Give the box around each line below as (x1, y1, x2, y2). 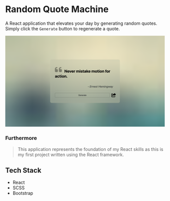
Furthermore (5, 135, 37, 142)
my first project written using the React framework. (17, 152, 124, 158)
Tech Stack (5, 166, 41, 175)
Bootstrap (12, 190, 33, 196)
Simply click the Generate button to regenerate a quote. (5, 25, 120, 31)
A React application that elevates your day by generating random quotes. (5, 20, 158, 26)
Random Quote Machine (5, 4, 109, 15)
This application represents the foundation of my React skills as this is (17, 146, 163, 152)
